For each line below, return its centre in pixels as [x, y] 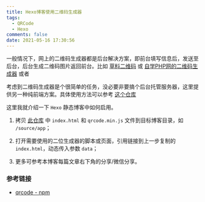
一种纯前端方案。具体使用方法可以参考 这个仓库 [76, 94]
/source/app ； [33, 128]
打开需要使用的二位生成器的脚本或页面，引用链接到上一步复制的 [95, 141]
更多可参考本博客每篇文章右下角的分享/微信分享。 [77, 161]
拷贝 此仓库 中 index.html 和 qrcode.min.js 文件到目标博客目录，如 [99, 120]
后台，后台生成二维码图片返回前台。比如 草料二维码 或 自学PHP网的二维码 [100, 66]
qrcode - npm [32, 192]
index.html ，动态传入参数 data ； [56, 148]
